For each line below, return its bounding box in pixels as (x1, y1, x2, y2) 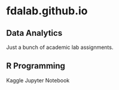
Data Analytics (6, 28, 63, 38)
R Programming (6, 61, 66, 71)
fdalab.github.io (6, 4, 88, 18)
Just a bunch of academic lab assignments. (6, 44, 114, 51)
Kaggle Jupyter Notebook (6, 76, 70, 84)
